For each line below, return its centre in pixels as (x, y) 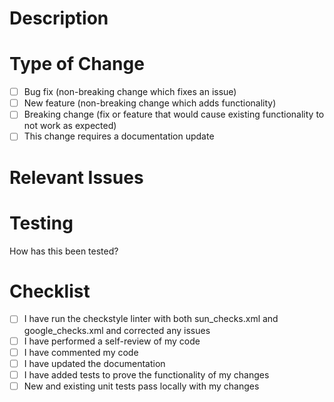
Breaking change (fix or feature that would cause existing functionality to (174, 114)
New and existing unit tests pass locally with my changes (141, 386)
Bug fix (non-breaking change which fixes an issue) (130, 92)
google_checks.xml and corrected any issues (117, 330)
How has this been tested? (64, 251)
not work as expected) (70, 126)
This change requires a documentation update (119, 136)
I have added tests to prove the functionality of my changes (146, 374)
